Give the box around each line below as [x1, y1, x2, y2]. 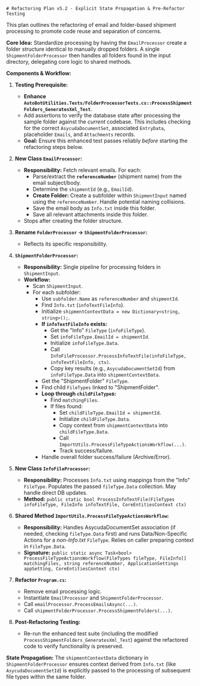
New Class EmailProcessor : [14, 155, 83, 162]
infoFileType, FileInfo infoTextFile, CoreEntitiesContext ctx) [23, 502, 187, 508]
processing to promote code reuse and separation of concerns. [6, 27, 162, 35]
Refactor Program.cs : [14, 576, 67, 583]
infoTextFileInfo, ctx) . [50, 358, 111, 365]
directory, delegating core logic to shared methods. [6, 58, 132, 65]
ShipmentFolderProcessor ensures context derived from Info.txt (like [6, 660, 176, 668]
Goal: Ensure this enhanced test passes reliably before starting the [23, 137, 188, 144]
